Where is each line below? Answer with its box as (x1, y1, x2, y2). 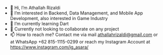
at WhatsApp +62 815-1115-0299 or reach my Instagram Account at (10, 39, 150, 44)
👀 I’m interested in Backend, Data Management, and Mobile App (10, 10, 143, 16)
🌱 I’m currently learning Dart (10, 20, 69, 26)
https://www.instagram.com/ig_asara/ (10, 44, 89, 50)
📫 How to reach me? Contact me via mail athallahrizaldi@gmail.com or (10, 31, 158, 37)
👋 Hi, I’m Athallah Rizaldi (10, 5, 61, 10)
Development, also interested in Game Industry (10, 15, 108, 21)
